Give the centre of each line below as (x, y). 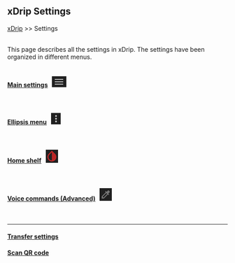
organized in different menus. (50, 57)
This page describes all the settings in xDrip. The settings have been (106, 49)
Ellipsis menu (27, 122)
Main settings (28, 85)
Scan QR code (28, 253)
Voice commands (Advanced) (51, 199)
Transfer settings (33, 236)
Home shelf (24, 160)
